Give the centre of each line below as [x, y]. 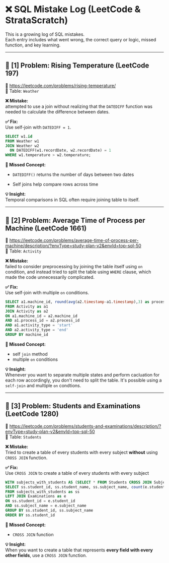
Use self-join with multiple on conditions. [47, 292]
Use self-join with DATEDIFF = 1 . [38, 127]
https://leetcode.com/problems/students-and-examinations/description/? [85, 426]
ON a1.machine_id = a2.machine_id [41, 316]
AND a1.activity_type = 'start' [39, 325]
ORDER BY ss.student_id [30, 515]
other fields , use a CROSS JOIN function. [46, 555]
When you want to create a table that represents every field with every [79, 550]
